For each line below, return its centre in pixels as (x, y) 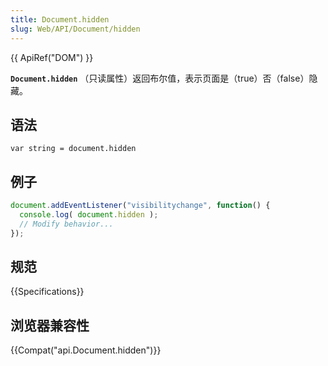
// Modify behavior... (66, 224)
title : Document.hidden (60, 19)
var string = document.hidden (73, 149)
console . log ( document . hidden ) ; (89, 215)
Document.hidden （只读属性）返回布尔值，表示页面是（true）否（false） (160, 78)
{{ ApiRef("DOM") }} (52, 57)
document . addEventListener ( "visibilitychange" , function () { (140, 206)
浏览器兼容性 (50, 325)
